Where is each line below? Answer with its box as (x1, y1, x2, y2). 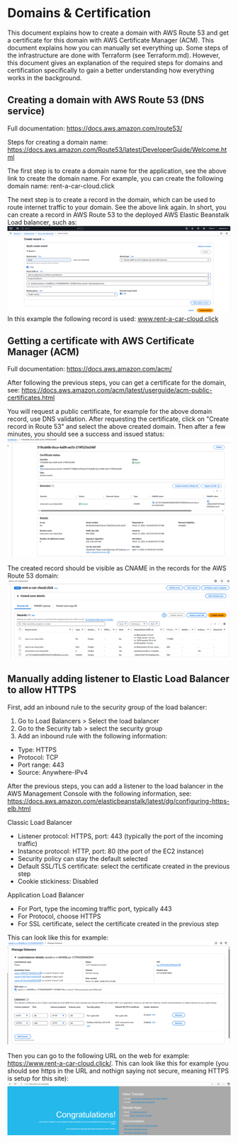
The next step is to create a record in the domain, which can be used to (7, 195, 216, 203)
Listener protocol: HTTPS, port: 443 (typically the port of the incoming (17, 831, 223, 840)
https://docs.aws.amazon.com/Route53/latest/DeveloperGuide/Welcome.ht (7, 145, 227, 154)
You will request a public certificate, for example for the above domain (7, 407, 212, 416)
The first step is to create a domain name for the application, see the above (7, 167, 227, 175)
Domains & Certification (7, 5, 151, 21)
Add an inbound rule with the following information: (17, 731, 168, 740)
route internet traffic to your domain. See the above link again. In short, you (7, 203, 227, 211)
